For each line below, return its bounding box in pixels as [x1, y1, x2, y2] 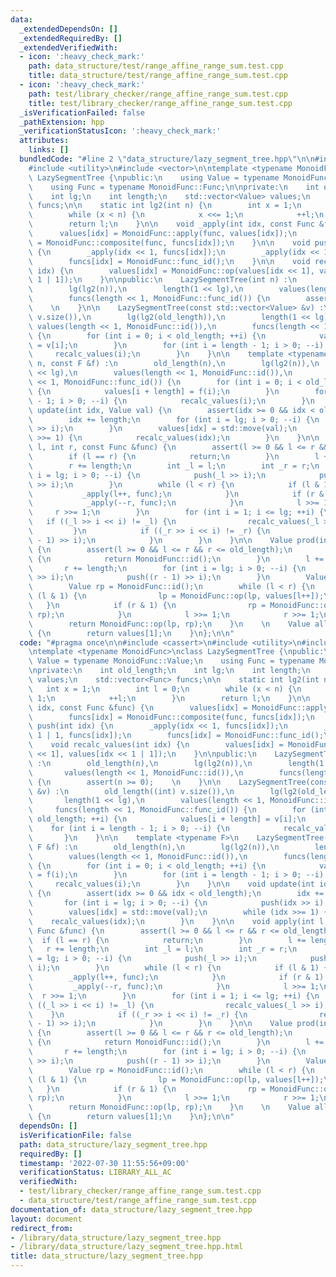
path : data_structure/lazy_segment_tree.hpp [19, 1139, 208, 1150]
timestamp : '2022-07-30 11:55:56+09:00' [19, 1158, 190, 1168]
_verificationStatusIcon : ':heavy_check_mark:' [19, 126, 222, 136]
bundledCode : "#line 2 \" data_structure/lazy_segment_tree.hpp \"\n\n [19, 154, 315, 164]
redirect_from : [10, 1223, 74, 1233]
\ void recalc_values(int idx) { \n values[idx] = [28, 740, 284, 750]
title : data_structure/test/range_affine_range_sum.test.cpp [28, 71, 288, 81]
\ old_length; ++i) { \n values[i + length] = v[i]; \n [28, 814, 307, 825]
